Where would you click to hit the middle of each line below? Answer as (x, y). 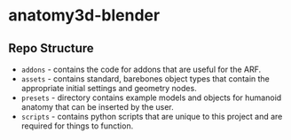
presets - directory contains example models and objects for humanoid (151, 97)
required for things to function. (77, 126)
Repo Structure (51, 48)
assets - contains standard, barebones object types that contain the (145, 79)
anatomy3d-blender (84, 16)
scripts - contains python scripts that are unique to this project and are (152, 117)
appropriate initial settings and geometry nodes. (109, 88)
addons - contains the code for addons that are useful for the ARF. (141, 69)
